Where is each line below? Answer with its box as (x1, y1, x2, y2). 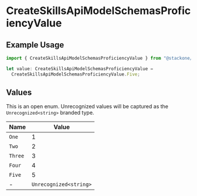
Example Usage (6, 40, 64, 50)
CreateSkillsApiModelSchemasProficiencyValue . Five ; (11, 71, 141, 77)
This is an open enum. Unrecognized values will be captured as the (6, 103, 169, 110)
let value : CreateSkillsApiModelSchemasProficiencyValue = (6, 66, 154, 71)
